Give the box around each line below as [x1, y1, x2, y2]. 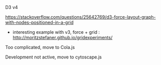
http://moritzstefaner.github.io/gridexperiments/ [12, 35, 113, 40]
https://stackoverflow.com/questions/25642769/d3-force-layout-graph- [5, 14, 156, 20]
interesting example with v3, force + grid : [12, 29, 100, 35]
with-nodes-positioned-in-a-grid [5, 20, 74, 25]
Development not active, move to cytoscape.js [5, 54, 102, 60]
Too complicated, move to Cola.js [5, 44, 75, 50]
